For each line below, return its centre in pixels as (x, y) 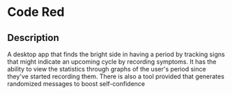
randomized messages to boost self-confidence (76, 84)
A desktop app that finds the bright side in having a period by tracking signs (116, 54)
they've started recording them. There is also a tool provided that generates (116, 76)
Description (33, 38)
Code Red (36, 12)
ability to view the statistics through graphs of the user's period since (107, 69)
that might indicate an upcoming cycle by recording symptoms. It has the (112, 62)
